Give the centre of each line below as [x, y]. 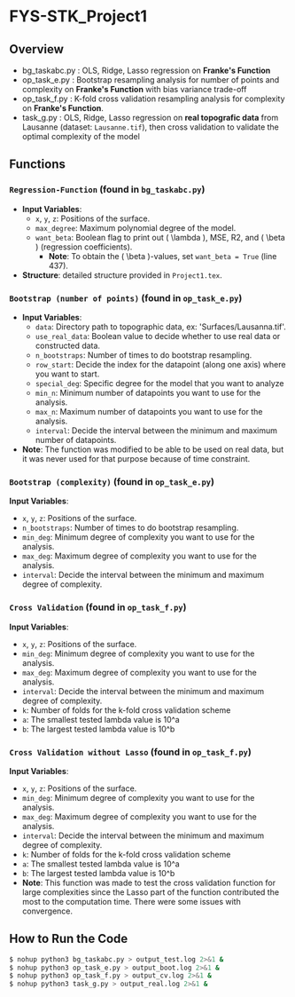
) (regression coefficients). [84, 247]
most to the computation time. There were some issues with [131, 901]
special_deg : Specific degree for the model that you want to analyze [159, 383]
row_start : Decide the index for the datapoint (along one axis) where [160, 364]
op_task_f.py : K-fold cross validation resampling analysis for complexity [153, 99]
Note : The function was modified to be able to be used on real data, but [153, 449]
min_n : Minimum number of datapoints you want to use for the [148, 392]
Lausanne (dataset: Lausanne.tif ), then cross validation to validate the [150, 127]
